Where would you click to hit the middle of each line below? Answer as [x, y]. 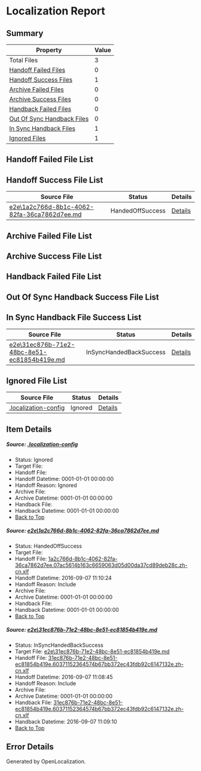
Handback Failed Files [40, 109]
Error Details [30, 747]
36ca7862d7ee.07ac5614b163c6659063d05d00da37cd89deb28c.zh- [101, 565]
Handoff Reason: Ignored [46, 485]
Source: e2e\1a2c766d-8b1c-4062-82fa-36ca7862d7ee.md [83, 531]
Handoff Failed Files [37, 70]
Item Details [29, 429]
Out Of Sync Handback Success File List [83, 297]
